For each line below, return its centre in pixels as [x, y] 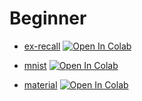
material [40, 84]
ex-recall [42, 46]
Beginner [48, 18]
